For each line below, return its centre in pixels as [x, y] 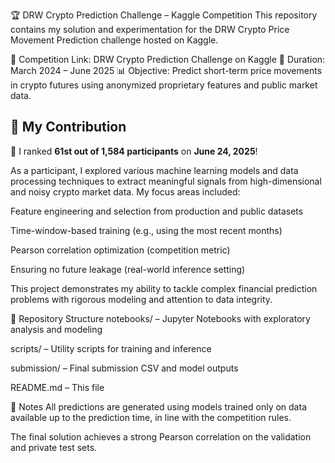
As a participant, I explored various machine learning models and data [154, 170]
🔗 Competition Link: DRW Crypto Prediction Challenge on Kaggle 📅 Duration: [168, 59]
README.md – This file [57, 387]
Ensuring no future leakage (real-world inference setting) [128, 269]
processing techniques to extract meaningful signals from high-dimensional [166, 181]
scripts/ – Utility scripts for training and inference [111, 348]
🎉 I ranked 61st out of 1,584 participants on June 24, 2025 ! [134, 151]
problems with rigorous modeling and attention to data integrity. [141, 299]
